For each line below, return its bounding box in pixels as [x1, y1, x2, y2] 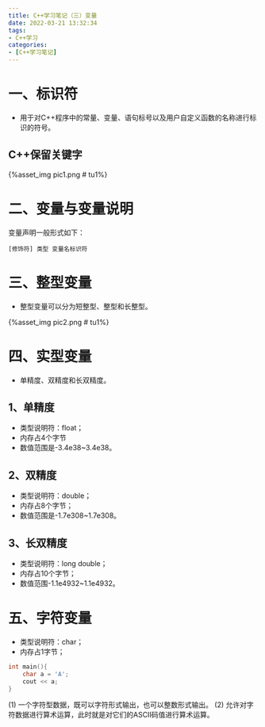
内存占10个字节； [19, 568, 77, 578]
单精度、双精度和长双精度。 [19, 375, 111, 385]
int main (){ [8, 663, 48, 671]
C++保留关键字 [8, 148, 83, 162]
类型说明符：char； [19, 637, 84, 646]
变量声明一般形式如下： [8, 228, 85, 237]
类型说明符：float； [19, 423, 84, 433]
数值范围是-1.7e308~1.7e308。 [19, 511, 121, 520]
